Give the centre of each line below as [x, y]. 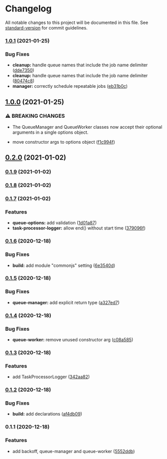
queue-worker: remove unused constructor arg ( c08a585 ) [73, 339]
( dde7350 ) [23, 70]
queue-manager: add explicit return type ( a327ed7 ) [66, 302]
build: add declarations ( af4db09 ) [47, 414]
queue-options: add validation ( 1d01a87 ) [55, 223]
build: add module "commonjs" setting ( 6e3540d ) [64, 265]
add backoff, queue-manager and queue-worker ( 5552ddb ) [74, 451]
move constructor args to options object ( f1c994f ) [64, 142]
